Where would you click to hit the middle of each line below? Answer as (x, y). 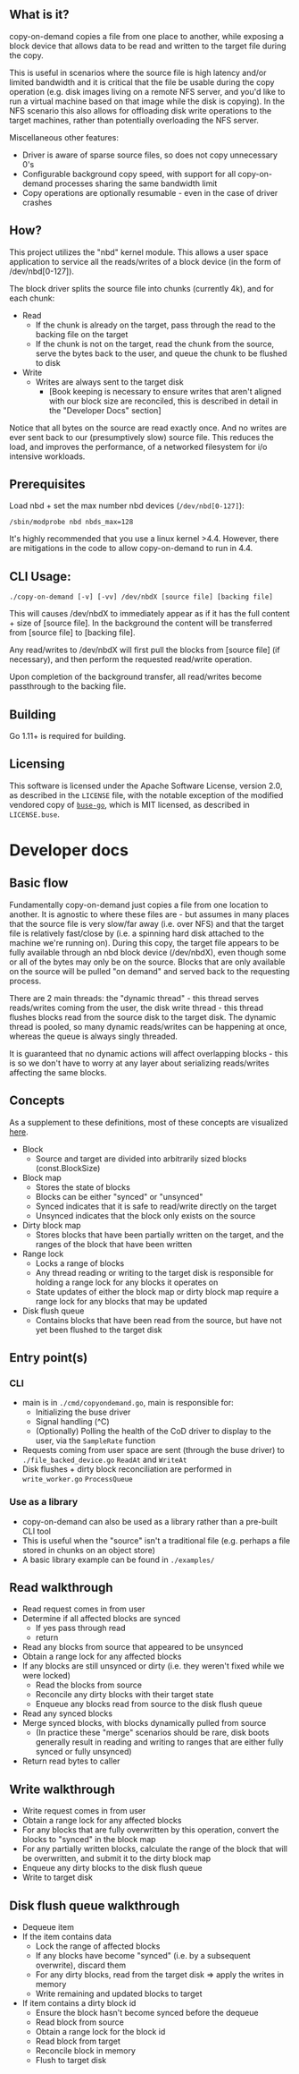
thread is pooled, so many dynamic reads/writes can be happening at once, (148, 1026)
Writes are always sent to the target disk (110, 382)
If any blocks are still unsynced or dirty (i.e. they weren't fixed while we (153, 1666)
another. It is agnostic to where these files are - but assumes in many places (149, 914)
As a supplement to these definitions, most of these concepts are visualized (149, 1122)
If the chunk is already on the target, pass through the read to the (156, 325)
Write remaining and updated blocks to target (119, 1993)
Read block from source (80, 2022)
